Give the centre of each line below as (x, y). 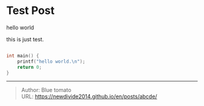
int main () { (23, 55)
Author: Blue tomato (46, 90)
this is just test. (25, 39)
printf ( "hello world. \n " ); (51, 62)
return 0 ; (30, 67)
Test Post (30, 11)
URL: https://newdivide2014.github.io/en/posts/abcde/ (89, 97)
